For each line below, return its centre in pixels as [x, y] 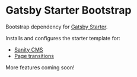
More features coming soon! [40, 67]
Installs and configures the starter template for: [63, 38]
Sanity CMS [28, 49]
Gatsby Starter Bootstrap [68, 10]
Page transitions [34, 56]
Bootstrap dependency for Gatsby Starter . [57, 27]
